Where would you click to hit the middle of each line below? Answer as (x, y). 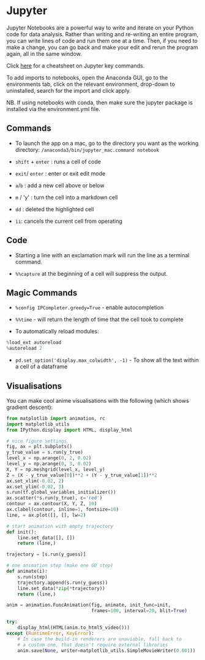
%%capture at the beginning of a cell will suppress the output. (91, 273)
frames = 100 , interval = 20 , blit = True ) (139, 611)
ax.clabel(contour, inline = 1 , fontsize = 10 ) (63, 510)
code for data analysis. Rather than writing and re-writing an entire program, (102, 34)
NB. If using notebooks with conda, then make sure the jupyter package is (99, 103)
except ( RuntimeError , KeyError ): (50, 633)
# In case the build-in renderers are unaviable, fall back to (100, 639)
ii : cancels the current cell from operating (69, 221)
